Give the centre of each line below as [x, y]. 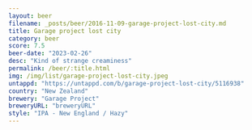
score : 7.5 [27, 46]
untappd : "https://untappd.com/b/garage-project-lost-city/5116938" [126, 83]
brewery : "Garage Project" [54, 99]
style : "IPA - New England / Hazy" [68, 114]
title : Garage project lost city [65, 31]
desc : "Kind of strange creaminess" [70, 61]
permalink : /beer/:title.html [60, 69]
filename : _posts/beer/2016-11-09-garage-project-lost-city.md [117, 23]
